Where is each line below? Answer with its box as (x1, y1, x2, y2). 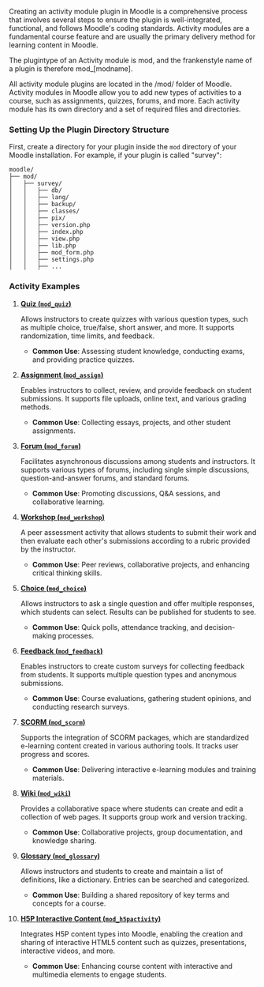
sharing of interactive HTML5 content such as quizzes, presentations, (20, 937, 247, 947)
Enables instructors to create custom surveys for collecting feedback (20, 661, 245, 671)
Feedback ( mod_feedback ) (20, 646, 103, 655)
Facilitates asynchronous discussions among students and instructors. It (20, 456, 255, 465)
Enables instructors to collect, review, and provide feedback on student (20, 385, 252, 394)
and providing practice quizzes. (32, 355, 135, 364)
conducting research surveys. (32, 702, 129, 711)
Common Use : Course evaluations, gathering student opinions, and (32, 693, 251, 703)
